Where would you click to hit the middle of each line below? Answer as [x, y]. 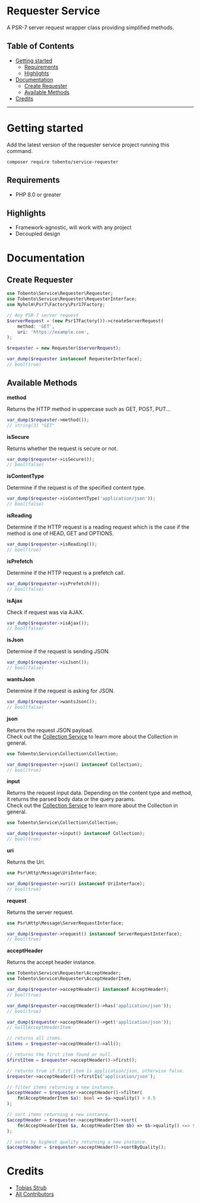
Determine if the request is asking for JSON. [61, 691]
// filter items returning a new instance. [61, 1087]
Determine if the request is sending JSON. [58, 652]
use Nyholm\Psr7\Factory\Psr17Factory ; [56, 305]
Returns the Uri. [26, 862]
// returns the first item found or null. [60, 1055]
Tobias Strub [31, 1188]
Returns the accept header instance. [51, 962]
